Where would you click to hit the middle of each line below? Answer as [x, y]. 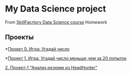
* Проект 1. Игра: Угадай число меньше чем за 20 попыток [66, 58]
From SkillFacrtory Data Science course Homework [56, 22]
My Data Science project [56, 9]
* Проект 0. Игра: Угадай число [37, 49]
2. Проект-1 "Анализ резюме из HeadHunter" [51, 67]
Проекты [19, 37]
